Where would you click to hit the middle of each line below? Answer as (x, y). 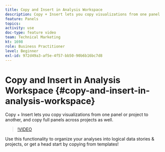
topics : (13, 23)
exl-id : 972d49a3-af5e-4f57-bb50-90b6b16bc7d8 (54, 56)
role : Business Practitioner (35, 46)
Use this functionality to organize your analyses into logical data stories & (80, 139)
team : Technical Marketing (33, 38)
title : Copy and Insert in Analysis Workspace (54, 10)
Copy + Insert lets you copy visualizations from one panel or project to (77, 114)
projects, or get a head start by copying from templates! (62, 144)
